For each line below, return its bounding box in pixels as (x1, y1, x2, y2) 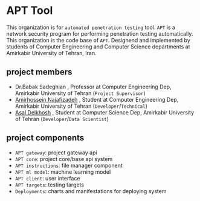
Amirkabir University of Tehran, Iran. (6, 49, 97, 56)
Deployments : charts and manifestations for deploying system (15, 187, 167, 194)
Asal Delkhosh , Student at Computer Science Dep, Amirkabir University (15, 108, 195, 116)
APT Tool (6, 4, 53, 18)
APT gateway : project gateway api (15, 149, 98, 156)
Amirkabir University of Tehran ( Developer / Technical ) (15, 102, 148, 110)
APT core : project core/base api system (15, 155, 113, 162)
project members (6, 67, 73, 77)
